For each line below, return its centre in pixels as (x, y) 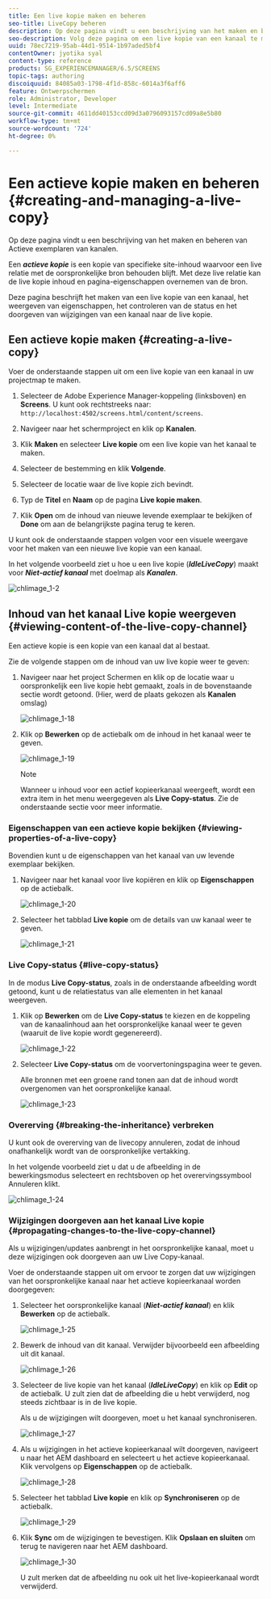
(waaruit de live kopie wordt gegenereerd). (91, 1032)
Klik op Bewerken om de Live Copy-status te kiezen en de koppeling (135, 1015)
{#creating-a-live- (185, 339)
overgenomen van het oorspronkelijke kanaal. (96, 1088)
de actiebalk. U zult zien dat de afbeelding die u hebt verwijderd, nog (135, 1394)
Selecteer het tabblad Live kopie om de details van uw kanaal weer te (136, 920)
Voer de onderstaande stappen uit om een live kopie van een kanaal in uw (131, 372)
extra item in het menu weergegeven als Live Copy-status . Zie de (129, 799)
